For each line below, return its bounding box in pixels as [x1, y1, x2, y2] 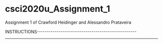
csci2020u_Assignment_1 [5, 3, 111, 15]
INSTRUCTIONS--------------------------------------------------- [5, 29, 137, 34]
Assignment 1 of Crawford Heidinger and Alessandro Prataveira [5, 19, 132, 25]
